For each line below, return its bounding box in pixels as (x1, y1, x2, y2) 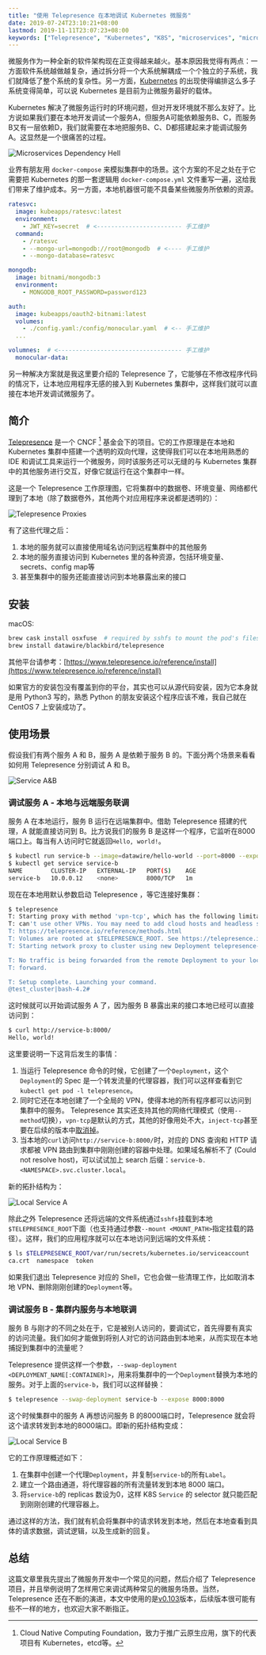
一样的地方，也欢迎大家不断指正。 (21, 1604, 133, 1613)
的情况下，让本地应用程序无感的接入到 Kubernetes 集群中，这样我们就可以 (8, 379, 251, 388)
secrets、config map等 (19, 562, 95, 572)
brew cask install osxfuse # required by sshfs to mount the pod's (8, 634, 239, 642)
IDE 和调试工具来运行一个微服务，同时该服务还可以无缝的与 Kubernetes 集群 (8, 457, 257, 466)
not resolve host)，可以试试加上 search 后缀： (19, 1155, 171, 1165)
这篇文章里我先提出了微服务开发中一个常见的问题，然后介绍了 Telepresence (8, 1573, 256, 1584)
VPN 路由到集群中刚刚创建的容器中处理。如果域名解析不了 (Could (42, 1145, 256, 1155)
